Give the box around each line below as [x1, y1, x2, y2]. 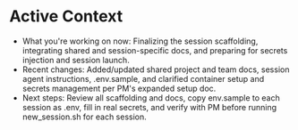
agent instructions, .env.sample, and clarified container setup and [21, 73, 265, 84]
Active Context [9, 6, 123, 27]
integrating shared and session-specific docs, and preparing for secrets [21, 45, 288, 55]
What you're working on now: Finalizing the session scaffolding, [21, 36, 259, 46]
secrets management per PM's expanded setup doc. [21, 83, 217, 93]
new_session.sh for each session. [21, 111, 148, 122]
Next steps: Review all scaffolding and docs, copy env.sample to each [21, 92, 280, 103]
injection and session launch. [21, 54, 130, 65]
